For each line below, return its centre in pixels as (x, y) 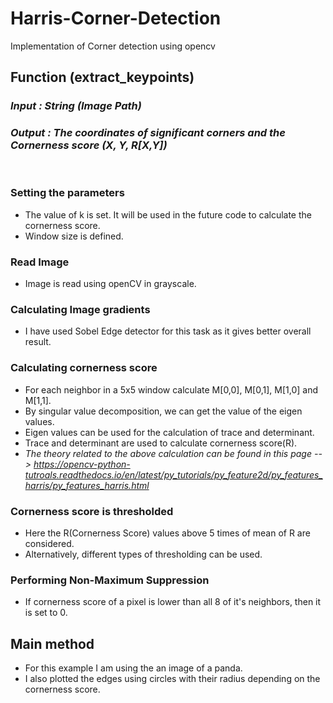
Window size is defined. (74, 236)
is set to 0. (46, 613)
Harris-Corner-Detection (116, 18)
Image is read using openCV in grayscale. (110, 284)
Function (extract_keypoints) (102, 77)
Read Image (40, 262)
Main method (52, 643)
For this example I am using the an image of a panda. (133, 668)
